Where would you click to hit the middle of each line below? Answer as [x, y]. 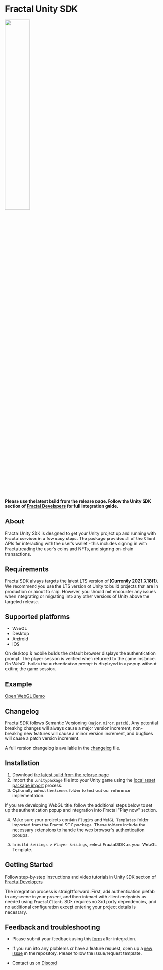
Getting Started [29, 865]
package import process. [37, 785]
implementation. [28, 795]
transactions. [18, 554]
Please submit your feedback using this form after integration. [74, 939]
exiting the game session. [31, 669]
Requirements [27, 569]
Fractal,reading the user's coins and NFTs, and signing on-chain [69, 549]
